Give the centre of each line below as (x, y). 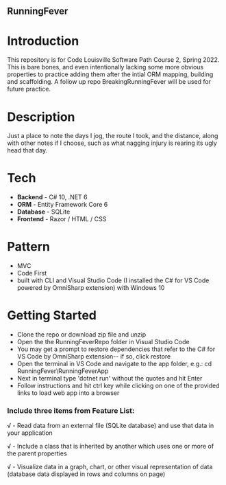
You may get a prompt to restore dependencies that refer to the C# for (116, 349)
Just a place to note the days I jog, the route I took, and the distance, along (113, 136)
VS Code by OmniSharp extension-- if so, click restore (94, 357)
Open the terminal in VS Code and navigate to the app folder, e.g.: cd (114, 364)
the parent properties (37, 453)
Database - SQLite (43, 212)
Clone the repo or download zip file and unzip (81, 335)
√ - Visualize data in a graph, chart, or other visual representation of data (110, 467)
